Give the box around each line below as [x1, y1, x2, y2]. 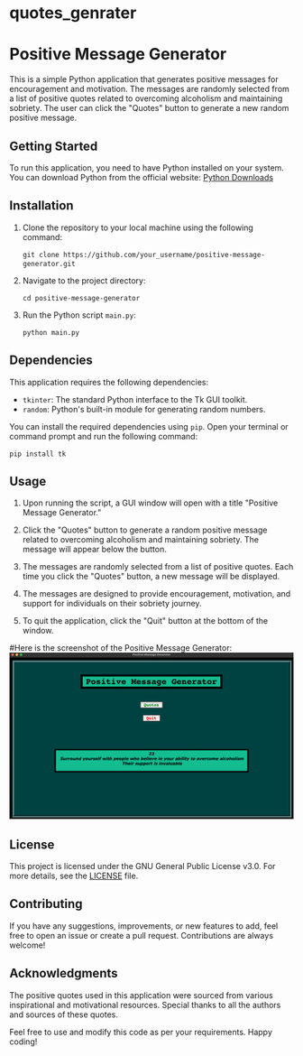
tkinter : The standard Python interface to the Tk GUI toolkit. [22, 394, 248, 404]
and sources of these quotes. [9, 1009, 119, 1020]
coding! [9, 1036, 38, 1047]
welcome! [9, 940, 46, 950]
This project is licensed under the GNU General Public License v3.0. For [9, 861, 276, 871]
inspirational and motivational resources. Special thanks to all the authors [9, 999, 281, 1010]
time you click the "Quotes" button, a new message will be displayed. [22, 571, 280, 582]
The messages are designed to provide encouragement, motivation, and [22, 588, 291, 599]
